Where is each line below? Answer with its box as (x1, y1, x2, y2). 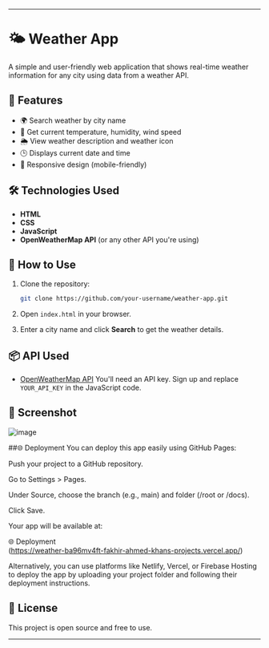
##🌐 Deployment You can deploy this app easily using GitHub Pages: (8, 443, 237, 452)
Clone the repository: (19, 279, 90, 289)
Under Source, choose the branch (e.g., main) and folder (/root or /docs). (8, 490, 250, 500)
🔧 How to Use (8, 257, 76, 271)
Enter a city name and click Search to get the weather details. (19, 325, 224, 334)
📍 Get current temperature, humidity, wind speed (19, 127, 182, 136)
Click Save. (8, 505, 46, 515)
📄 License (8, 601, 58, 615)
